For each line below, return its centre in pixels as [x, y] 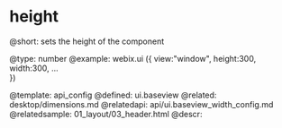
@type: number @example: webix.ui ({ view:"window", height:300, [133, 58]
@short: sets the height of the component [87, 41]
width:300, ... [34, 68]
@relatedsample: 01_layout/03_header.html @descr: [106, 114]
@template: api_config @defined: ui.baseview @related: [113, 95]
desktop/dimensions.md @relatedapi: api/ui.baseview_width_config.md [141, 104]
